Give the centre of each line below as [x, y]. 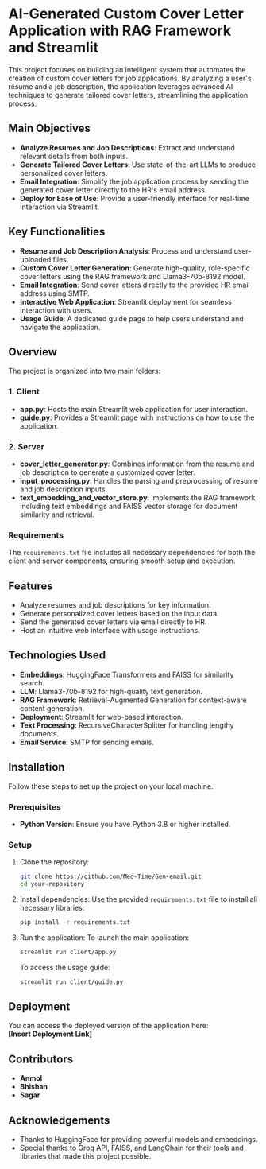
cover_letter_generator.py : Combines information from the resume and [137, 464]
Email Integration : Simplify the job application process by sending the [134, 181]
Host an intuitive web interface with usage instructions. [110, 631]
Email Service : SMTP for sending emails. [87, 742]
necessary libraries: [52, 908]
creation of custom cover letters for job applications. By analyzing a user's [130, 78]
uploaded [35, 259]
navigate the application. [60, 327]
